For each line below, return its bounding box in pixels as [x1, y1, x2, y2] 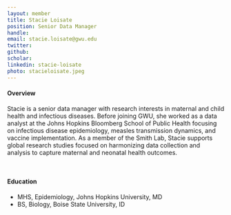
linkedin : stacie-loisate [7, 61, 81, 68]
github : [7, 49, 30, 56]
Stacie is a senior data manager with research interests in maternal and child [7, 104, 225, 112]
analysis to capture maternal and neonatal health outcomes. [7, 148, 178, 156]
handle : [7, 29, 30, 37]
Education [7, 177, 37, 186]
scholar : [7, 55, 32, 62]
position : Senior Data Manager [7, 23, 97, 30]
